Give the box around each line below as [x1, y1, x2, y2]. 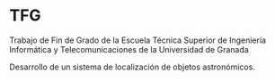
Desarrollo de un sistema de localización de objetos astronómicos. [9, 61, 256, 72]
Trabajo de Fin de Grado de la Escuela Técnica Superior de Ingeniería [9, 35, 267, 45]
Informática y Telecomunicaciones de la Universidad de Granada [9, 44, 249, 54]
